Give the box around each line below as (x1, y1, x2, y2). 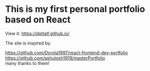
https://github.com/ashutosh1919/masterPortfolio (5, 55, 105, 61)
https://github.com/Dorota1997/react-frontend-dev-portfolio (5, 50, 128, 56)
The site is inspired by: (5, 40, 52, 46)
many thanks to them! (5, 60, 50, 66)
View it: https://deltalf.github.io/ (5, 30, 70, 36)
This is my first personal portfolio (5, 3, 146, 15)
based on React (5, 14, 71, 25)
